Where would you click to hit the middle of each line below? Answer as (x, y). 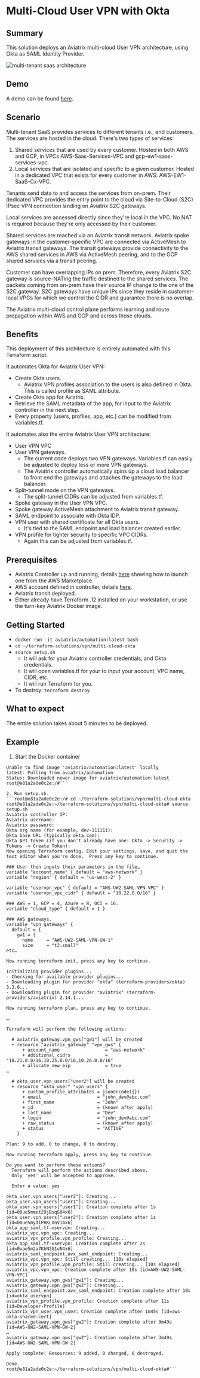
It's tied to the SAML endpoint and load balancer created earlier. (103, 528)
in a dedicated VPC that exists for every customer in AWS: (86, 175)
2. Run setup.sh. (28, 793)
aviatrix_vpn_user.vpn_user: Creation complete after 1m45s (83, 1311)
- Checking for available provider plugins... (65, 977)
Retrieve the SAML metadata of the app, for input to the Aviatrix (93, 404)
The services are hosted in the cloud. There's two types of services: (90, 138)
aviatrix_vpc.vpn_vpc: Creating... (50, 1233)
